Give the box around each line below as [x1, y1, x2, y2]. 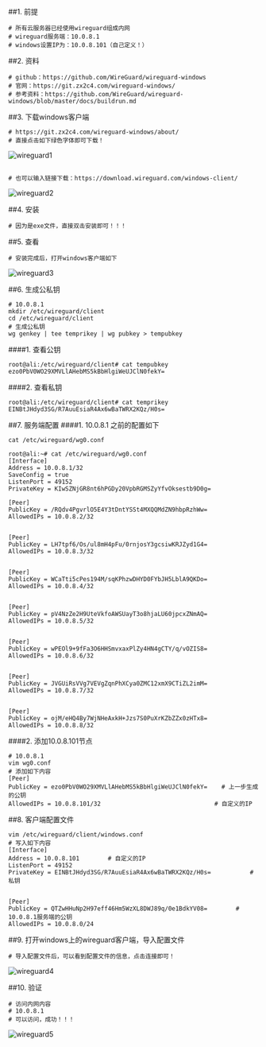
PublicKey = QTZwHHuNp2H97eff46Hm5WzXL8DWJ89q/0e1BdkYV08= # [8, 905, 240, 913]
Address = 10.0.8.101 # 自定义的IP [8, 855, 146, 863]
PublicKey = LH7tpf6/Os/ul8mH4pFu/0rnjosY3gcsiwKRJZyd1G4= [8, 541, 208, 549]
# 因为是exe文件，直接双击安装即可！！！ [8, 222, 127, 230]
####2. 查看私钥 [8, 382, 62, 392]
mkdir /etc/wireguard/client [8, 308, 105, 316]
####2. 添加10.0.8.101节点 [8, 736, 93, 746]
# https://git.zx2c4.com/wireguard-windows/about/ [8, 128, 179, 136]
